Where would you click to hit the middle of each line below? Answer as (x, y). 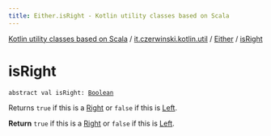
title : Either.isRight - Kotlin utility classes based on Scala (119, 16)
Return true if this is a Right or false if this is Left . (92, 123)
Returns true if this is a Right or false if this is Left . (93, 107)
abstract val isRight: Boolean (61, 93)
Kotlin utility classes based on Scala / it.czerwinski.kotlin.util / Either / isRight (135, 39)
